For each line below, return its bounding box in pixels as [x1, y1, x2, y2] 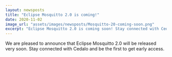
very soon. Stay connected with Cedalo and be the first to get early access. [5, 46, 165, 52]
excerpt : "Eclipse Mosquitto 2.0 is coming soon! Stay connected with [5, 26, 159, 32]
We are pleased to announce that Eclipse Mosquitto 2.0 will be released [5, 40, 157, 46]
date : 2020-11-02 [5, 17, 42, 22]
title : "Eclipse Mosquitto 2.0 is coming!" [5, 12, 100, 17]
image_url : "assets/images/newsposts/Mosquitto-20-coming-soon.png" [5, 21, 155, 27]
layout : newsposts [5, 7, 45, 13]
